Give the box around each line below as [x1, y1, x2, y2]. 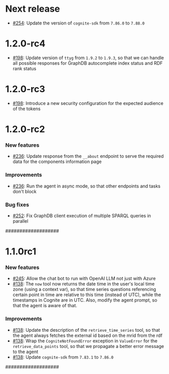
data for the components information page [12, 158, 102, 165]
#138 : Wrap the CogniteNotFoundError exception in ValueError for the [12, 337, 158, 344]
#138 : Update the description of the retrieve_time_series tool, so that [12, 327, 160, 333]
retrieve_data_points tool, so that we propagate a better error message [12, 343, 164, 349]
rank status [12, 65, 37, 71]
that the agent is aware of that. [12, 303, 77, 309]
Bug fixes [5, 201, 30, 208]
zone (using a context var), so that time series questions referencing [12, 286, 156, 292]
